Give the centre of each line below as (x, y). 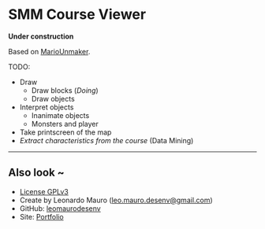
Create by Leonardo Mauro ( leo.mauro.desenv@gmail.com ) (116, 200)
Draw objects (53, 98)
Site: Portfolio (42, 216)
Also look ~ (36, 173)
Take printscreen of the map (65, 132)
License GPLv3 (44, 191)
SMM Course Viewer (77, 15)
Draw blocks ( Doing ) (65, 90)
